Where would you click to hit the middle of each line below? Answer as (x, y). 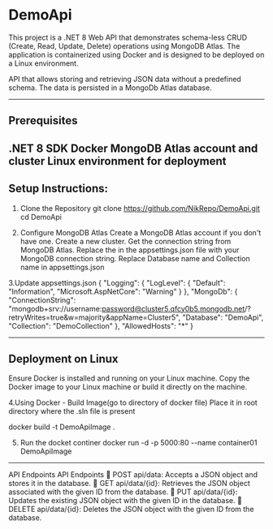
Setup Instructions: (58, 189)
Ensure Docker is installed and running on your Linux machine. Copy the (129, 378)
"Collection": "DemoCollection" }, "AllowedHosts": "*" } (101, 325)
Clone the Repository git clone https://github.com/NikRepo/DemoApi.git (140, 208)
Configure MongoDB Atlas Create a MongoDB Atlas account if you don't (141, 232)
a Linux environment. (43, 63)
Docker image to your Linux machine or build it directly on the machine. (128, 387)
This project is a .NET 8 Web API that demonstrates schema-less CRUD (128, 37)
